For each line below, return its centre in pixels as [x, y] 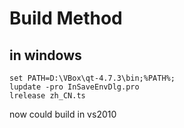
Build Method [66, 18]
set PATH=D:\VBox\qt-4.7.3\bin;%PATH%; [92, 78]
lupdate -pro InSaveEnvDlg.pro [74, 87]
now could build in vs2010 [63, 114]
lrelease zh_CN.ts [47, 96]
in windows [45, 55]
